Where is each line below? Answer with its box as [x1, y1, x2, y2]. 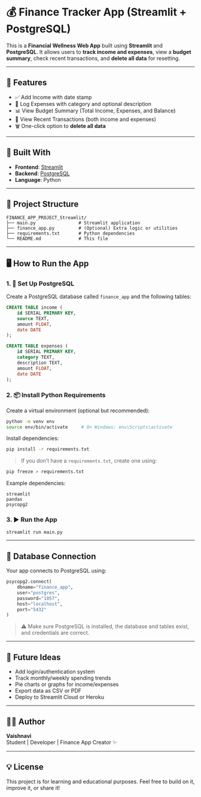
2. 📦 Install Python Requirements [6, 391, 106, 399]
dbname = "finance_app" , [17, 585, 74, 591]
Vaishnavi [6, 732, 32, 740]
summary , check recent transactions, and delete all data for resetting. [6, 54, 181, 62]
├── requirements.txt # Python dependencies [6, 230, 135, 237]
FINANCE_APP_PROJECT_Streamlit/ [6, 215, 87, 221]
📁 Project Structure [6, 199, 79, 209]
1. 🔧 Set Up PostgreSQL [6, 279, 75, 288]
